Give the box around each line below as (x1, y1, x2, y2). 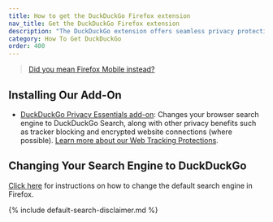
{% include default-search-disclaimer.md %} (8, 205, 158, 215)
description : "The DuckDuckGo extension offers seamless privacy (8, 27, 234, 35)
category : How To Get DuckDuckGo (8, 34, 122, 43)
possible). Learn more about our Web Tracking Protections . (19, 135, 219, 145)
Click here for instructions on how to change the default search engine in (8, 181, 253, 190)
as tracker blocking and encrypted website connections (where (19, 127, 233, 137)
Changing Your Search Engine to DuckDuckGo (8, 159, 247, 173)
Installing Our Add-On (8, 88, 122, 102)
